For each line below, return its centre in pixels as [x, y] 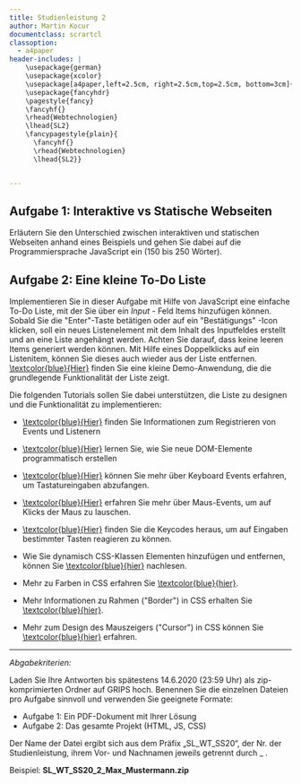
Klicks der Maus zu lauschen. [77, 513]
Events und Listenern [61, 432]
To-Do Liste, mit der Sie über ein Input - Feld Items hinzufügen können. [140, 311]
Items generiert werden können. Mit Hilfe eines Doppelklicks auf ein [134, 349]
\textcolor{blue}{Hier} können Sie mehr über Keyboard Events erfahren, [154, 476]
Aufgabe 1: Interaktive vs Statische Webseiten [141, 211]
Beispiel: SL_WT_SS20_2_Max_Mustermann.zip [99, 771]
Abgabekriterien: [40, 663]
